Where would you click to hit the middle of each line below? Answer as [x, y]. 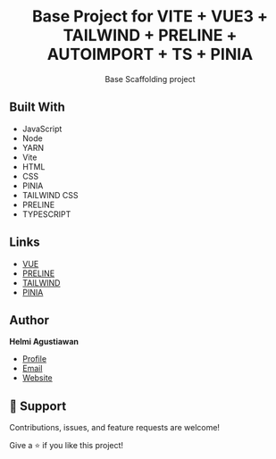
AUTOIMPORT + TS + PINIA [150, 54]
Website [38, 378]
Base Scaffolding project [150, 79]
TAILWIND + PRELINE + [150, 35]
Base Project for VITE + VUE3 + [150, 17]
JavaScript [42, 129]
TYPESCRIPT [46, 214]
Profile [34, 359]
